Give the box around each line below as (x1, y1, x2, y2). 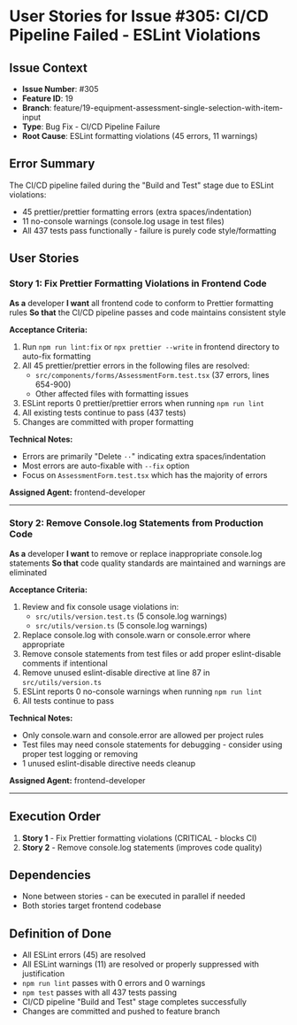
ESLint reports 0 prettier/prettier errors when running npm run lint (21, 397, 265, 408)
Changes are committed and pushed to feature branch (21, 1006, 221, 1017)
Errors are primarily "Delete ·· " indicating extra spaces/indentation (21, 451, 267, 461)
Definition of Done (9, 926, 112, 941)
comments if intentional (21, 658, 108, 668)
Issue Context (9, 60, 88, 75)
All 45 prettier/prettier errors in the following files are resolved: (21, 360, 250, 371)
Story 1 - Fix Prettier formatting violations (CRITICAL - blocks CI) (21, 832, 258, 843)
